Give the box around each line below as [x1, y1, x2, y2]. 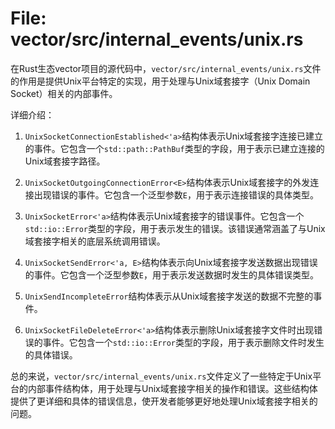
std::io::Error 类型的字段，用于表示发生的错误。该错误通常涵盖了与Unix [24, 222, 326, 234]
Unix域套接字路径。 [24, 155, 106, 167]
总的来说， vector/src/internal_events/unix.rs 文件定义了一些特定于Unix [10, 370, 313, 382]
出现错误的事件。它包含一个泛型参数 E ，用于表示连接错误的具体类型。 [33, 188, 319, 201]
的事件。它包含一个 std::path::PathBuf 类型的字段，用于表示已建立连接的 [24, 142, 325, 154]
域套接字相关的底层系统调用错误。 [24, 235, 166, 247]
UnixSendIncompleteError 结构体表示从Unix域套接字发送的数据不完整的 [24, 290, 314, 302]
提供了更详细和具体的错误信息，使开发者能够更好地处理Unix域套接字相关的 [10, 395, 318, 407]
